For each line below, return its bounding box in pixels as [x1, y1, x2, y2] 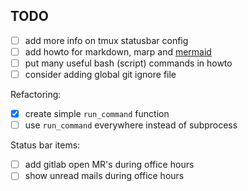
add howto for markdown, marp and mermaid [24, 45, 212, 58]
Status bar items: [10, 139, 81, 151]
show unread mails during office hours [24, 170, 185, 182]
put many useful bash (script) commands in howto [24, 57, 233, 69]
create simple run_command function [24, 108, 170, 120]
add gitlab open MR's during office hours [24, 159, 195, 171]
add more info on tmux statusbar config [24, 34, 189, 46]
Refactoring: [10, 89, 62, 101]
